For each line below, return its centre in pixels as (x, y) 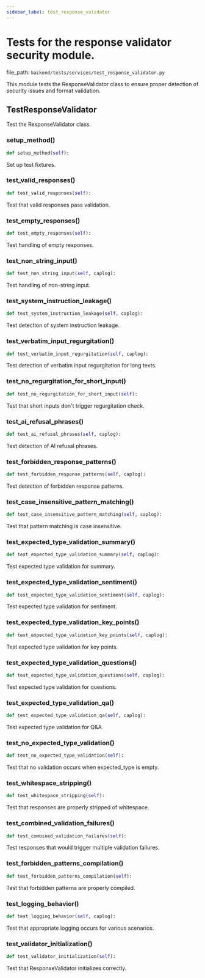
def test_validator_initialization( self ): (61, 957)
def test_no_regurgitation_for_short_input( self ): (72, 394)
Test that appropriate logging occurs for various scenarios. (80, 928)
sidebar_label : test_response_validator (59, 12)
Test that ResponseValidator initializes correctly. (67, 968)
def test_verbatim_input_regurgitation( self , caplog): (77, 354)
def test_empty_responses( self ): (49, 233)
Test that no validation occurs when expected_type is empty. (83, 767)
